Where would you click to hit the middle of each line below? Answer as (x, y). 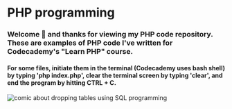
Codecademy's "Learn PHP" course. (70, 52)
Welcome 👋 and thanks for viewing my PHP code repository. (110, 34)
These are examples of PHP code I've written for (90, 43)
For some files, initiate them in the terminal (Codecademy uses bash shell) (116, 68)
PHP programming (61, 13)
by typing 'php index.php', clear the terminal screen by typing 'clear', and (115, 75)
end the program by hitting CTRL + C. (62, 82)
